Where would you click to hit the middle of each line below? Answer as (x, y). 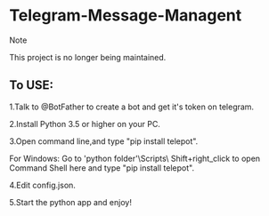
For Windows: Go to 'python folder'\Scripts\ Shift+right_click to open (135, 158)
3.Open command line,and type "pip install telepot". (104, 141)
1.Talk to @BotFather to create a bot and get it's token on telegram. (132, 107)
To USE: (32, 85)
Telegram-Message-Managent (126, 16)
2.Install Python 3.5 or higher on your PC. (85, 124)
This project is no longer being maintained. (88, 57)
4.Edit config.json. (42, 185)
